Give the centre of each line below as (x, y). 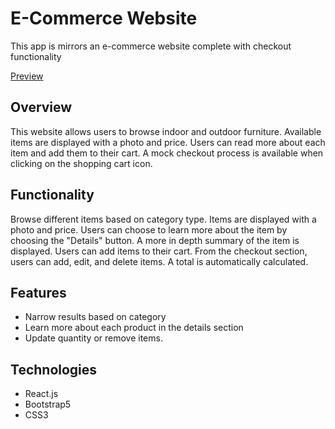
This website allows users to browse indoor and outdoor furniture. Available (166, 131)
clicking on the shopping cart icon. (81, 163)
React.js (41, 394)
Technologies (54, 369)
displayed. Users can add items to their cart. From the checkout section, (159, 251)
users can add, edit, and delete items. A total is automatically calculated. (159, 261)
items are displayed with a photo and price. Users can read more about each (168, 142)
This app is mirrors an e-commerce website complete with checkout (151, 46)
